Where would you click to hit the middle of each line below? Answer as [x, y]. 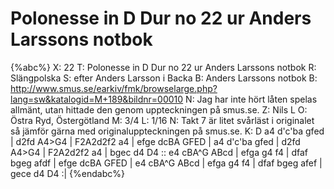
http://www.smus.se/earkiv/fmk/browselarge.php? [114, 88]
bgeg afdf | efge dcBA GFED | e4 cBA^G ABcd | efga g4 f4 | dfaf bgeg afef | [166, 163]
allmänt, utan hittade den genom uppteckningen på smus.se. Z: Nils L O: [159, 109]
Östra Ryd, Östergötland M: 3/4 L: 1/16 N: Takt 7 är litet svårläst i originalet [162, 120]
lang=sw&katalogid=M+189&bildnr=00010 [97, 99]
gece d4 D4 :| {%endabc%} [67, 173]
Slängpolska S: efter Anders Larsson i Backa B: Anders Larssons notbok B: [164, 78]
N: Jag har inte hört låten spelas [251, 99]
